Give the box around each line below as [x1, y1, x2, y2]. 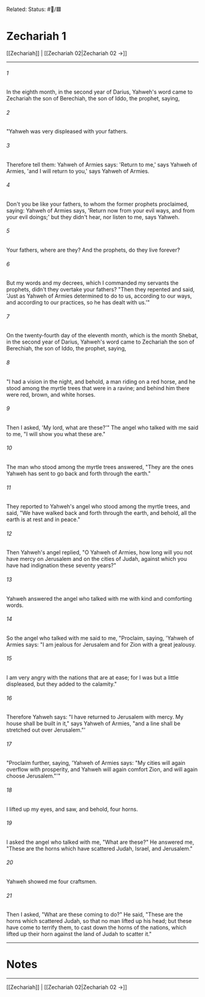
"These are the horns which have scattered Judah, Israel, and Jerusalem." [6, 845, 193, 852]
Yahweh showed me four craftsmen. [6, 878, 98, 885]
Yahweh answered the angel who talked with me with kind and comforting [6, 595, 192, 602]
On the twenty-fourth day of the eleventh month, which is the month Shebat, [6, 332, 198, 339]
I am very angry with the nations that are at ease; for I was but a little [6, 674, 179, 681]
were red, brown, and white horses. [6, 391, 96, 398]
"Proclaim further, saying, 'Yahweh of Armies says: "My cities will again [6, 759, 186, 767]
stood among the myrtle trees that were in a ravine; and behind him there [6, 384, 190, 391]
